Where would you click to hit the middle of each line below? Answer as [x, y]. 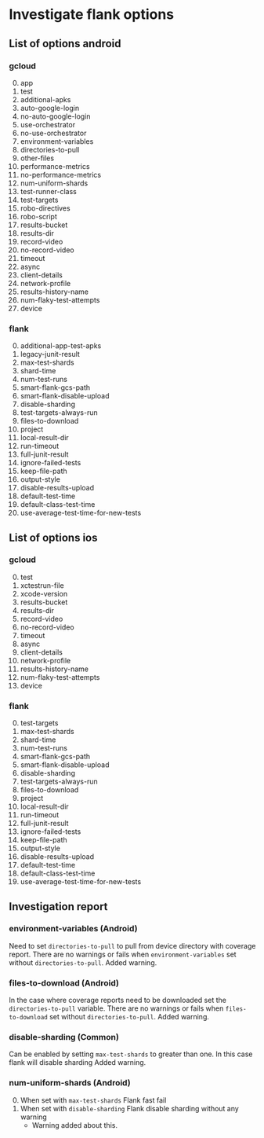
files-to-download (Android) [64, 982]
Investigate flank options [92, 15]
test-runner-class [48, 191]
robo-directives [45, 208]
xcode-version [44, 593]
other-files [37, 158]
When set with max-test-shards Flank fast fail [93, 1100]
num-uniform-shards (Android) [70, 1083]
